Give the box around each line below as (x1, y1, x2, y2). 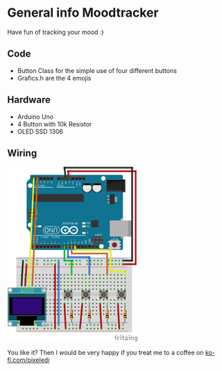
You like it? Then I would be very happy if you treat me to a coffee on (7, 349, 204, 357)
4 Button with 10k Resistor (17, 119, 92, 128)
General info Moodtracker (7, 5, 159, 21)
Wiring (7, 147, 37, 159)
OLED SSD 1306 (17, 127, 64, 135)
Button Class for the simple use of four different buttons (17, 66, 177, 74)
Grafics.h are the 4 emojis (17, 74, 92, 82)
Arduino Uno (17, 113, 54, 121)
